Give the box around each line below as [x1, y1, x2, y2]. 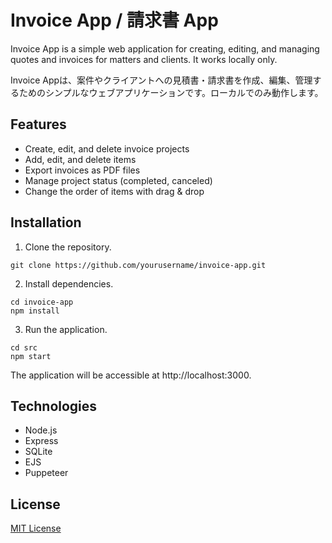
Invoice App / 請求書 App [10, 9, 219, 32]
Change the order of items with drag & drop [24, 185, 205, 197]
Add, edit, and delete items [24, 153, 137, 165]
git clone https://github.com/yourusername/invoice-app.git [10, 260, 267, 270]
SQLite [24, 446, 53, 458]
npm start [10, 351, 52, 361]
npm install [10, 306, 60, 316]
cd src [10, 342, 38, 353]
